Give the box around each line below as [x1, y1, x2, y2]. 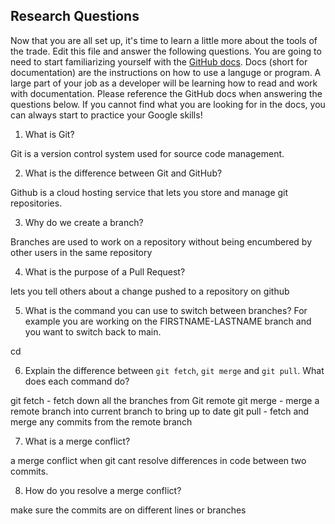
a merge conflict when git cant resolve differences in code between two [10, 454, 307, 466]
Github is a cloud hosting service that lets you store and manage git [10, 186, 289, 198]
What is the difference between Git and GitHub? [24, 167, 223, 179]
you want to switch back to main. [24, 325, 162, 338]
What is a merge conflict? [24, 435, 131, 447]
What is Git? [24, 128, 75, 140]
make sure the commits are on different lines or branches [10, 504, 247, 516]
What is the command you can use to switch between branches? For [24, 304, 308, 316]
